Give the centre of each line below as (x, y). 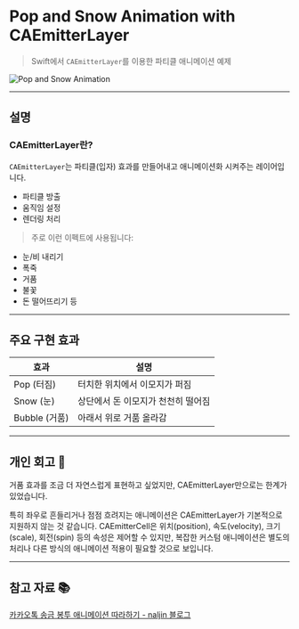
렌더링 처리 (41, 218)
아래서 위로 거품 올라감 (122, 418)
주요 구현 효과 (44, 340)
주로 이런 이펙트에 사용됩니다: (82, 237)
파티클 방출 (41, 196)
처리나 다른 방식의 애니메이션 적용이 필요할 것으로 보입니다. (111, 549)
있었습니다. (28, 496)
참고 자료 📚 (40, 588)
